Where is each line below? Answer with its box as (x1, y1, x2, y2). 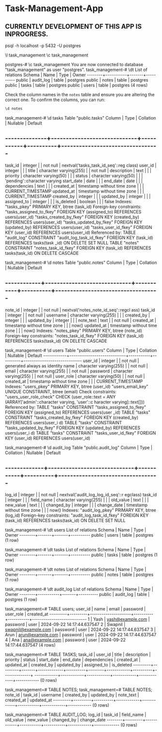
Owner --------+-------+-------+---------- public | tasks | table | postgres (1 (5, 552, 158, 558)
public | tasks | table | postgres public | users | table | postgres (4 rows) (5, 82, 148, 88)
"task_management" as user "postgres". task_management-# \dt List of (5, 67, 147, 72)
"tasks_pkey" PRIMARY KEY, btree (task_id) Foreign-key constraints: (5, 204, 142, 209)
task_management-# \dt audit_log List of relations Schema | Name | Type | (5, 586, 153, 592)
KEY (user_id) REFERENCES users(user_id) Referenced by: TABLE (5, 229, 136, 235)
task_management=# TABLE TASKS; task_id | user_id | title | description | (5, 652, 151, 658)
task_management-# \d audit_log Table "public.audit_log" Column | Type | (5, 444, 152, 450)
